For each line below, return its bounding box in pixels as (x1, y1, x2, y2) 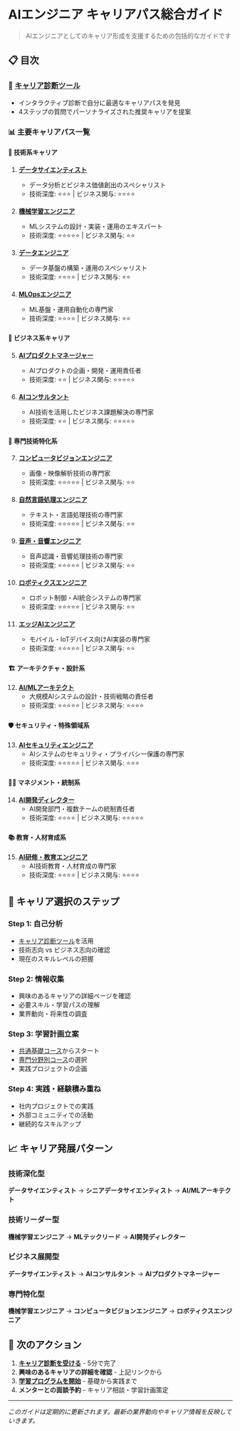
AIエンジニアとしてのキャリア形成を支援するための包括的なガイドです (25, 31, 231, 40)
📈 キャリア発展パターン (8, 1142, 113, 1154)
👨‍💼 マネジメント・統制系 (8, 778, 80, 787)
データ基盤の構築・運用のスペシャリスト (28, 263, 148, 272)
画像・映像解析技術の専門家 (28, 469, 111, 478)
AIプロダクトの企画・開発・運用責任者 (28, 366, 142, 375)
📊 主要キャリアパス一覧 (8, 126, 90, 136)
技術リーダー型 (8, 1215, 60, 1225)
